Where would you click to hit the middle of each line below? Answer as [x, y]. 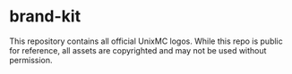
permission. [31, 60]
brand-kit [45, 16]
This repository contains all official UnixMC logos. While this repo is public [146, 41]
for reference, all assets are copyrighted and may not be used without [138, 50]
